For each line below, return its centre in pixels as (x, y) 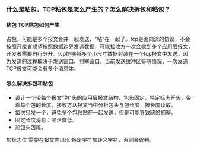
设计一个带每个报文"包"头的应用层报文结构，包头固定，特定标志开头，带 (103, 98)
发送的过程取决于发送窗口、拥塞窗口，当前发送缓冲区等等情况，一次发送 (99, 61)
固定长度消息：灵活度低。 (46, 120)
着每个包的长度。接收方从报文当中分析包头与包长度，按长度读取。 (95, 105)
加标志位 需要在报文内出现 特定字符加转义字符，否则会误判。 (80, 140)
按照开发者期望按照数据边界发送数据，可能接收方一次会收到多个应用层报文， (100, 46)
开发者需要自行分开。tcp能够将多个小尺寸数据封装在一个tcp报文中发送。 (95, 54)
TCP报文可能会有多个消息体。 (42, 69)
